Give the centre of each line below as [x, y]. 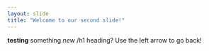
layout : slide [28, 14]
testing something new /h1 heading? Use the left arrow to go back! [104, 40]
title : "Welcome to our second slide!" [66, 20]
